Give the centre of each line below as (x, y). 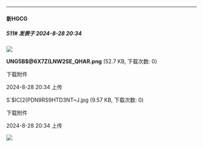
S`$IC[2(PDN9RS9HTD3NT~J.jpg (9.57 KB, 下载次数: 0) (75, 100)
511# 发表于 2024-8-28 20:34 (44, 33)
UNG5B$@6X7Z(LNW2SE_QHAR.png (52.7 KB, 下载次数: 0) (82, 61)
